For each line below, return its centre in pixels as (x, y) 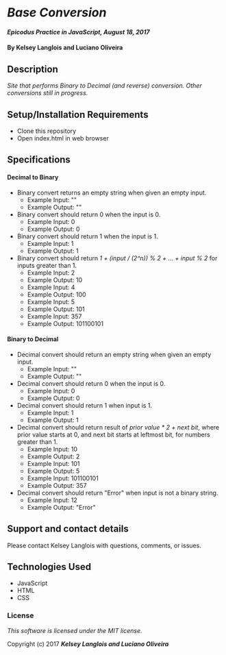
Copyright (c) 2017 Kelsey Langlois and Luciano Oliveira (88, 644)
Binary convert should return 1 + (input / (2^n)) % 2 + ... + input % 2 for (117, 258)
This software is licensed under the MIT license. (75, 630)
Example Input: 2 (51, 273)
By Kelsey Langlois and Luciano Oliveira (65, 48)
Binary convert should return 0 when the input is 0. (89, 214)
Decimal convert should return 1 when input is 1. (85, 405)
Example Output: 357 (57, 485)
